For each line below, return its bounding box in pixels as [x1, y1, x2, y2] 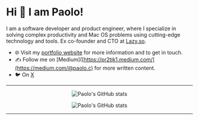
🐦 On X [14, 71, 34, 78]
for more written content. [94, 64, 156, 72]
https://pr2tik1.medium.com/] [84, 56, 155, 63]
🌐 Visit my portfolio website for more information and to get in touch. [14, 48, 183, 56]
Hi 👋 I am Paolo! [6, 5, 84, 19]
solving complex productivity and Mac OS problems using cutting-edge [6, 31, 181, 38]
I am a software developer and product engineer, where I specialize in [6, 25, 176, 32]
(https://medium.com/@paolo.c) [14, 64, 94, 72]
